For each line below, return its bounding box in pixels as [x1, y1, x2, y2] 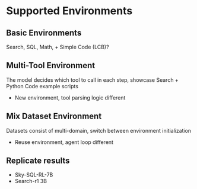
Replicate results [6, 156, 70, 166]
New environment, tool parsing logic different [14, 94, 126, 101]
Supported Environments [6, 4, 133, 18]
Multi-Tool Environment [6, 60, 96, 71]
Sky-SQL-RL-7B [14, 171, 53, 178]
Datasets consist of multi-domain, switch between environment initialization [6, 127, 192, 134]
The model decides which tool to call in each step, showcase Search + [6, 76, 179, 84]
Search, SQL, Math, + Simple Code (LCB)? [6, 43, 109, 50]
